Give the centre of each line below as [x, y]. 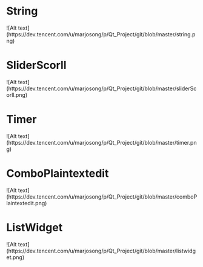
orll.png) [17, 94]
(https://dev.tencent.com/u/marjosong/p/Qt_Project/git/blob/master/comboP [102, 196]
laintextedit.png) [27, 203]
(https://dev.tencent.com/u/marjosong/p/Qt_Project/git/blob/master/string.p [101, 34]
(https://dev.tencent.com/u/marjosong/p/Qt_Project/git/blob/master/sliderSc [101, 88]
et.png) [15, 257]
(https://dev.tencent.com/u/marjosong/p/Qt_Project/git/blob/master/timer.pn [101, 142]
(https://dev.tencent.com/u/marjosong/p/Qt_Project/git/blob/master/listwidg [101, 251]
